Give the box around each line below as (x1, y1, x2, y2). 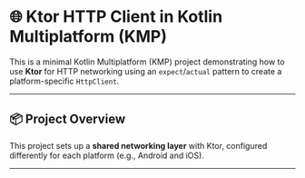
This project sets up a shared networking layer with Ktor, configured (9, 140, 268, 151)
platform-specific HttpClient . (9, 75, 120, 86)
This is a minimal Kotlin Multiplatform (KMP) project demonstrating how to (9, 56, 285, 67)
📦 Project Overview (9, 112, 125, 127)
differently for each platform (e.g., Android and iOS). (9, 150, 204, 161)
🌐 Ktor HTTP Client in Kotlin (9, 6, 223, 27)
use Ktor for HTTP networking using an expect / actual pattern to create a (9, 65, 282, 76)
